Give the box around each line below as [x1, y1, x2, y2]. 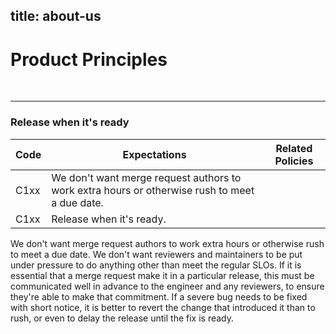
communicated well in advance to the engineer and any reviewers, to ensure [10, 280, 325, 292]
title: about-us [10, 8, 102, 25]
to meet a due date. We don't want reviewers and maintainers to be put [10, 248, 303, 260]
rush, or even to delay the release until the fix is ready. [10, 312, 235, 324]
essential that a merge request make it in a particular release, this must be [10, 269, 315, 281]
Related [275, 141, 313, 155]
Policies [274, 154, 314, 168]
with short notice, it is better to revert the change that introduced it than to [10, 301, 316, 313]
